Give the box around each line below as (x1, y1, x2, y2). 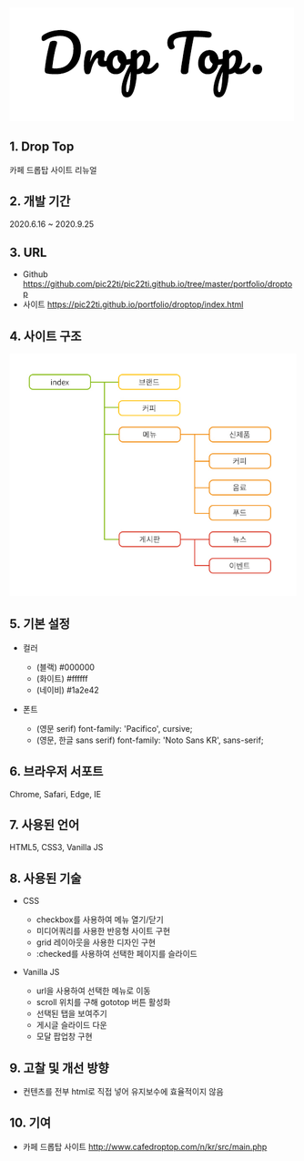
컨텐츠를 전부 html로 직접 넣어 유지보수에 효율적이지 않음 (22, 1086, 225, 1097)
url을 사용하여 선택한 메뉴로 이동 (35, 985, 151, 996)
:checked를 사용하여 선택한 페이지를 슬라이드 (35, 949, 198, 960)
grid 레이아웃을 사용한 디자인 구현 (35, 937, 157, 948)
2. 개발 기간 (9, 194, 71, 210)
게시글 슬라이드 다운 (35, 1020, 107, 1031)
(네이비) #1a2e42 (35, 684, 100, 695)
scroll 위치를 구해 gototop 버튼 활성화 (35, 997, 171, 1008)
